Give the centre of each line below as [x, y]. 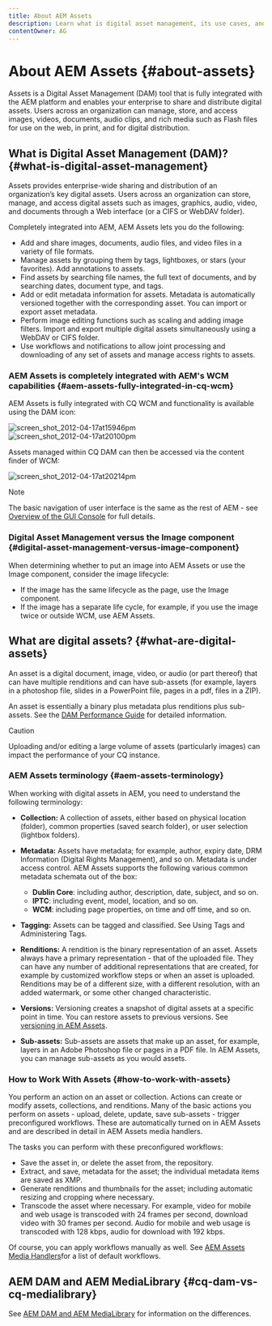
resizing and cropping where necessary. [87, 1197]
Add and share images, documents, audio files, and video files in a [131, 243]
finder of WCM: [34, 461]
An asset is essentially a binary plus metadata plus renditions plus [118, 706]
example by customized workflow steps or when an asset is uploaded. [137, 975]
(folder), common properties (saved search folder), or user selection [134, 826]
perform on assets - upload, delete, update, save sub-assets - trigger [124, 1114]
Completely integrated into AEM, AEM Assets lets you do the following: [126, 227]
